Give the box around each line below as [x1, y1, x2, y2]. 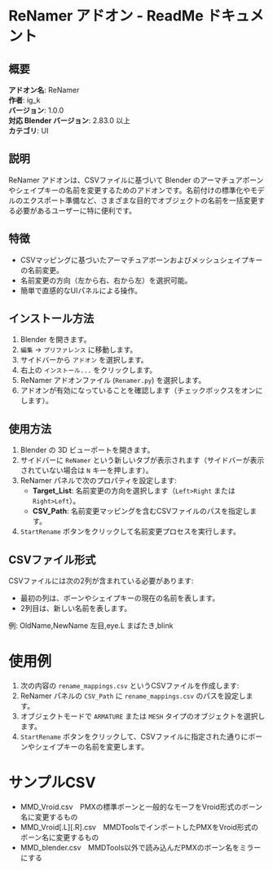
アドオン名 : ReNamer [8, 86, 80, 94]
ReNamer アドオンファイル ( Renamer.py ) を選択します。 [20, 376, 206, 385]
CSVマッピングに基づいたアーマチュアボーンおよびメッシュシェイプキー [20, 255, 263, 265]
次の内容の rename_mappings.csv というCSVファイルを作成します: [20, 681, 240, 690]
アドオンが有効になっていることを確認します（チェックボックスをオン [20, 385, 256, 395]
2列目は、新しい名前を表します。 [20, 604, 132, 613]
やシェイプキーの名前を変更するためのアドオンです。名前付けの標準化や [8, 185, 251, 195]
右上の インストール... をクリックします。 [20, 365, 157, 375]
